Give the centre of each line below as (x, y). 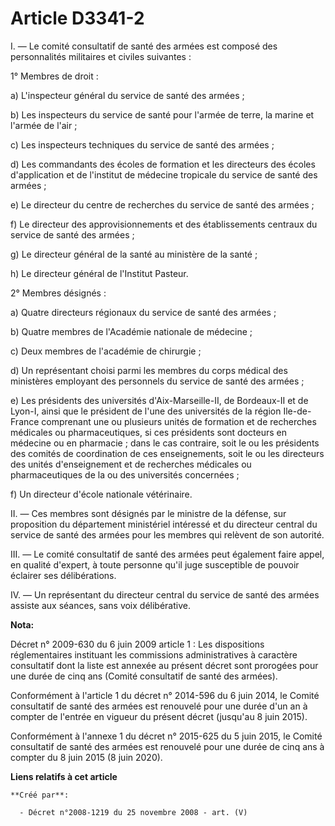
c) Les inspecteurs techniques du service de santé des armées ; (142, 144)
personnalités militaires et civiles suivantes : (101, 56)
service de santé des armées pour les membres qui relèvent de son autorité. (167, 534)
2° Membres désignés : (58, 293)
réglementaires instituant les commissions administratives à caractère (154, 654)
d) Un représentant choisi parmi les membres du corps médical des (149, 370)
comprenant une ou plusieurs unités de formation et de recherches (179, 421)
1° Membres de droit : (54, 76)
